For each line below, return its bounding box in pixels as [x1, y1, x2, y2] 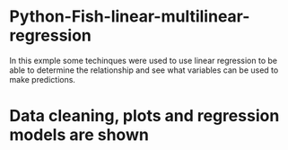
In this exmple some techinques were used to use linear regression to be [9, 55, 278, 66]
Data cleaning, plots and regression [9, 106, 280, 127]
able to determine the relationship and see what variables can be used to [9, 65, 279, 75]
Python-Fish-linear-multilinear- [9, 6, 250, 27]
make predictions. [9, 74, 76, 84]
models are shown [9, 125, 150, 146]
